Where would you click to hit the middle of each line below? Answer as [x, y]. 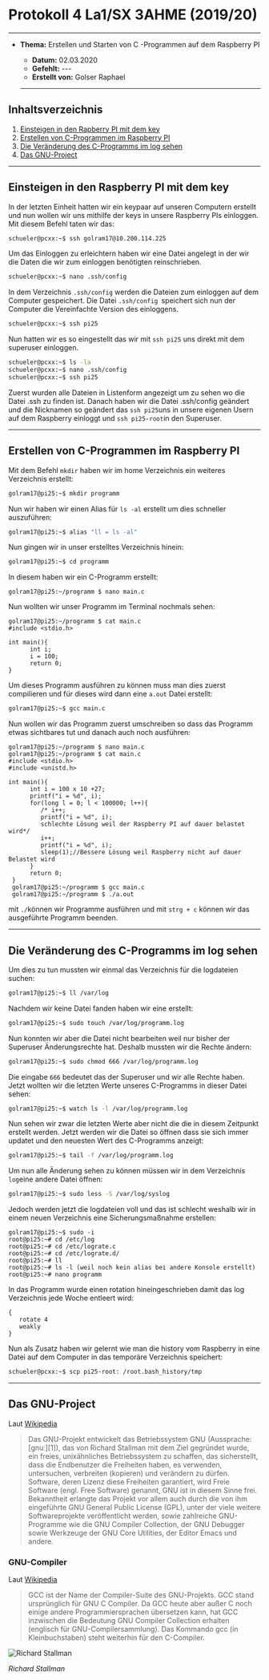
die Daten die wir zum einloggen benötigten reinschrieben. [105, 262]
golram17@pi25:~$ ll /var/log [59, 993]
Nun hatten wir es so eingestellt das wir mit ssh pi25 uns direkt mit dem [126, 339]
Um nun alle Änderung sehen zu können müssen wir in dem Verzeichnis [127, 1171]
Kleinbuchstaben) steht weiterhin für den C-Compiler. [116, 1638]
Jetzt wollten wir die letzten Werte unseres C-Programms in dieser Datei [128, 1085]
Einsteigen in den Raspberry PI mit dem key [119, 187]
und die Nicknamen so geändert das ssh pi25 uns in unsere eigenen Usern [131, 410]
